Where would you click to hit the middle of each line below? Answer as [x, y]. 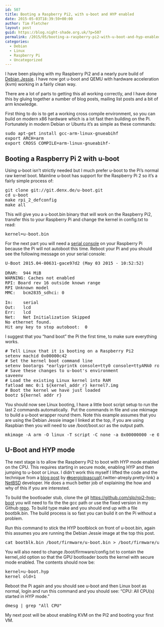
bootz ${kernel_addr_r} [33, 395]
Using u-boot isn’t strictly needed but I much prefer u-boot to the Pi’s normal [82, 170]
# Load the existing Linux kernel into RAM [58, 381]
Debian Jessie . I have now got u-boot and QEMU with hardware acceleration [82, 79]
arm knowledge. [21, 104]
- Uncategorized [26, 60]
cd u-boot [17, 195]
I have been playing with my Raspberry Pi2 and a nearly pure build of [74, 74]
